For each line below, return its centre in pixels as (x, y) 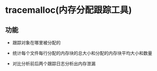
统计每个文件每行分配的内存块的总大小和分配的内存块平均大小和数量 (82, 53)
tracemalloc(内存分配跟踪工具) (69, 10)
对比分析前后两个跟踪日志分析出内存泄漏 (54, 64)
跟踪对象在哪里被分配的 (36, 43)
